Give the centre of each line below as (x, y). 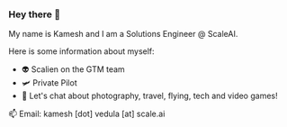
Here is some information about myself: (81, 51)
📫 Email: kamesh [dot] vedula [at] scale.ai (87, 114)
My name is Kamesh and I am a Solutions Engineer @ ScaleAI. (123, 34)
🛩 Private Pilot (49, 83)
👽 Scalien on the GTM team (73, 69)
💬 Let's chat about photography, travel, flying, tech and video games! (149, 96)
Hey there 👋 (34, 14)
